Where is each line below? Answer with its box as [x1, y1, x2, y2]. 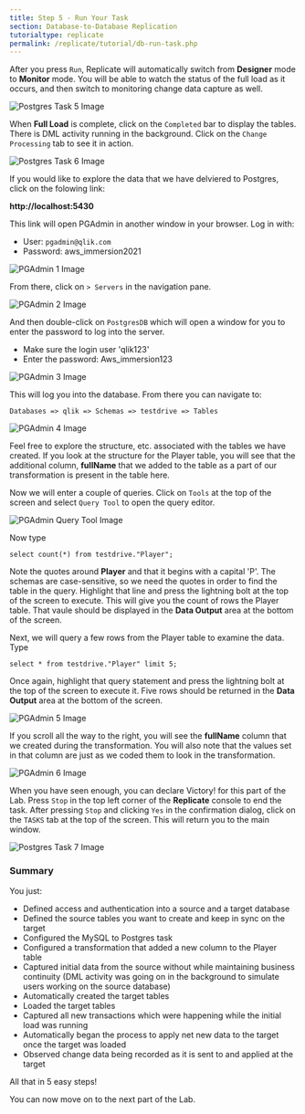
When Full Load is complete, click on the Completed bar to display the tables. [9, 119, 297, 130]
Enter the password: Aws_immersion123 [22, 353, 174, 365]
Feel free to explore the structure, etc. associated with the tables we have [9, 440, 286, 452]
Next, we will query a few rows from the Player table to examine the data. [9, 632, 285, 644]
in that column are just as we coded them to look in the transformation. [9, 750, 276, 761]
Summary [9, 865, 55, 878]
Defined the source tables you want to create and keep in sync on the [22, 912, 286, 923]
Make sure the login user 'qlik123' [22, 344, 150, 355]
